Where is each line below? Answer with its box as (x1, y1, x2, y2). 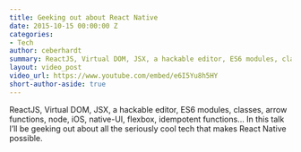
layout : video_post (9, 63, 82, 72)
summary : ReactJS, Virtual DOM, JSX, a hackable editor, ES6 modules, (9, 55, 279, 63)
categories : (9, 30, 54, 38)
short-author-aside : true (9, 80, 106, 89)
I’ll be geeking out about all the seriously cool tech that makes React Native (9, 122, 287, 134)
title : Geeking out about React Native (9, 13, 159, 22)
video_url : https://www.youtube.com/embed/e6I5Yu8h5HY (9, 72, 219, 80)
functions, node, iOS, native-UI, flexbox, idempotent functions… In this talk (9, 114, 285, 124)
